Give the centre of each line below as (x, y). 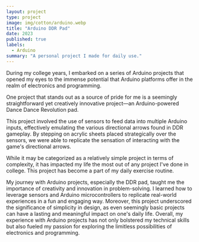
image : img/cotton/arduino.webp (46, 23)
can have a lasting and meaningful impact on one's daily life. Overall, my (94, 213)
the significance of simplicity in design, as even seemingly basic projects (96, 207)
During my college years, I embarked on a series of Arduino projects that (95, 73)
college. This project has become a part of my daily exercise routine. (90, 171)
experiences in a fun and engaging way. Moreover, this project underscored (99, 201)
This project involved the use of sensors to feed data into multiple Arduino (97, 121)
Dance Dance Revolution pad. (42, 109)
